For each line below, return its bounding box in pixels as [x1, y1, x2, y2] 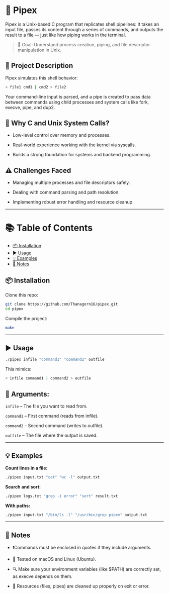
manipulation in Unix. [17, 47, 61, 53]
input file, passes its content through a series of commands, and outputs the [5, 26, 163, 32]
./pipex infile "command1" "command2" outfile [5, 357, 105, 362]
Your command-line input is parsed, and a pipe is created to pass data [5, 93, 151, 100]
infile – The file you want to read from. [5, 403, 88, 409]
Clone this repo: [5, 292, 39, 298]
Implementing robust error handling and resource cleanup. [12, 199, 134, 205]
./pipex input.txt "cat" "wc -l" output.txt [5, 474, 100, 479]
